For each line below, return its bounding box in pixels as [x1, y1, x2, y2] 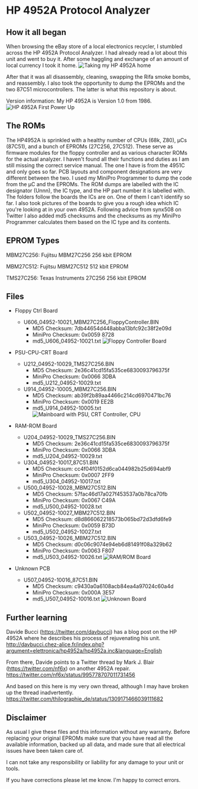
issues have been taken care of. [6, 748, 84, 755]
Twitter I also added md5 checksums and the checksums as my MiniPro [6, 212, 181, 219]
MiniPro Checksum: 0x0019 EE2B [32, 398, 114, 405]
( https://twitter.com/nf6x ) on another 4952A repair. [6, 665, 131, 672]
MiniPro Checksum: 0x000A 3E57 [32, 589, 115, 596]
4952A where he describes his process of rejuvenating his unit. [6, 635, 161, 642]
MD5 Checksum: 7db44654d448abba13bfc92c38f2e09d [32, 325, 172, 332]
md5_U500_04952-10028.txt [32, 503, 102, 510]
